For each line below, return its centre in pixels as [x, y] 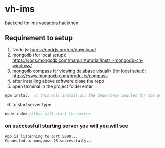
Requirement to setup [39, 38]
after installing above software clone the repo [58, 81]
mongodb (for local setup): [39, 55]
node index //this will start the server [48, 114]
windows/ [22, 65]
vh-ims [20, 9]
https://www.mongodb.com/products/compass [60, 76]
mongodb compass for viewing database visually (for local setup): [79, 71]
